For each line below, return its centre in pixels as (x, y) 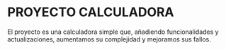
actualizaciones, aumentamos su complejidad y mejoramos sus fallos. (109, 39)
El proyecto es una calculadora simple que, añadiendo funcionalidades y (113, 32)
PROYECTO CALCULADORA (91, 12)
